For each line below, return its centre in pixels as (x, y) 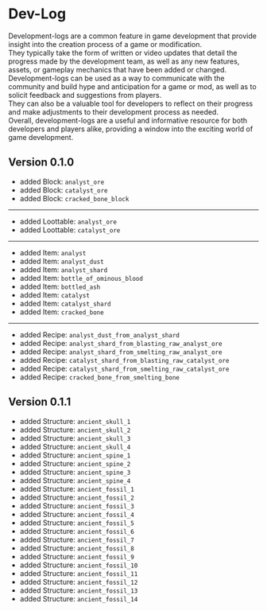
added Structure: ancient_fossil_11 (79, 573)
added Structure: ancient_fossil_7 (77, 539)
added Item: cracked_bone (62, 312)
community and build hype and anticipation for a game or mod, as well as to (132, 86)
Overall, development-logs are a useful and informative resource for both (128, 120)
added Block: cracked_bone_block (74, 198)
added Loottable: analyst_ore (68, 221)
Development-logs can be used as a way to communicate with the (116, 78)
